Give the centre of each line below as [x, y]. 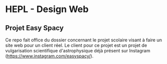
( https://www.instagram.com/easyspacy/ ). [49, 56]
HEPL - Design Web [47, 9]
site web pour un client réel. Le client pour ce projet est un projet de [76, 45]
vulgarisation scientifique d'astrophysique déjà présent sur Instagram [78, 51]
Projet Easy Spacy [35, 28]
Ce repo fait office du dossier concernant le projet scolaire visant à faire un [84, 40]
